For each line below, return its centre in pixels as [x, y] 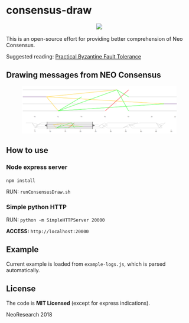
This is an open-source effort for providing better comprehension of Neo [94, 38]
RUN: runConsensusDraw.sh [38, 191]
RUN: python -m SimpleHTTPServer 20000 [56, 220]
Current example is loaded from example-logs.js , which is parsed [86, 264]
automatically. [23, 270]
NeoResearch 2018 [29, 314]
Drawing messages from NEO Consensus [84, 75]
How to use [27, 150]
